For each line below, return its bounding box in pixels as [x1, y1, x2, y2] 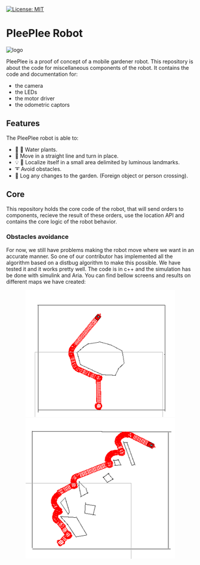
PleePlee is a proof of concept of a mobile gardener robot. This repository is [6, 57, 193, 65]
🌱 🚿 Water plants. [14, 146, 58, 153]
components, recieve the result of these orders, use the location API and [6, 211, 185, 219]
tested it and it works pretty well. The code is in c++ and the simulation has [6, 265, 191, 272]
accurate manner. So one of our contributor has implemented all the [6, 253, 173, 260]
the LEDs [14, 88, 38, 96]
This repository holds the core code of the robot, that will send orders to [6, 205, 184, 212]
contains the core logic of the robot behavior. [6, 218, 118, 225]
